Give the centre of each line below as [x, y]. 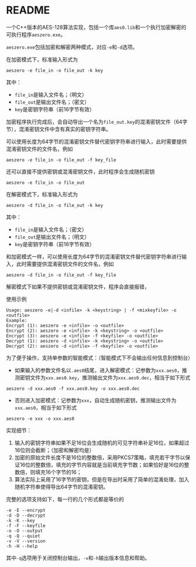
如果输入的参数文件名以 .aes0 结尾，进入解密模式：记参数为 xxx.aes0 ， [98, 370]
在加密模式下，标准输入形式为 [42, 59]
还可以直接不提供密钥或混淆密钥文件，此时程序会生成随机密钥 [80, 171]
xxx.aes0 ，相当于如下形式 [46, 408]
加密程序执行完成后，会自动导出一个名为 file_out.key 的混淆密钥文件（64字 [97, 121]
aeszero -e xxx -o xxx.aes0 [40, 419]
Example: [17, 320]
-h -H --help [22, 546]
